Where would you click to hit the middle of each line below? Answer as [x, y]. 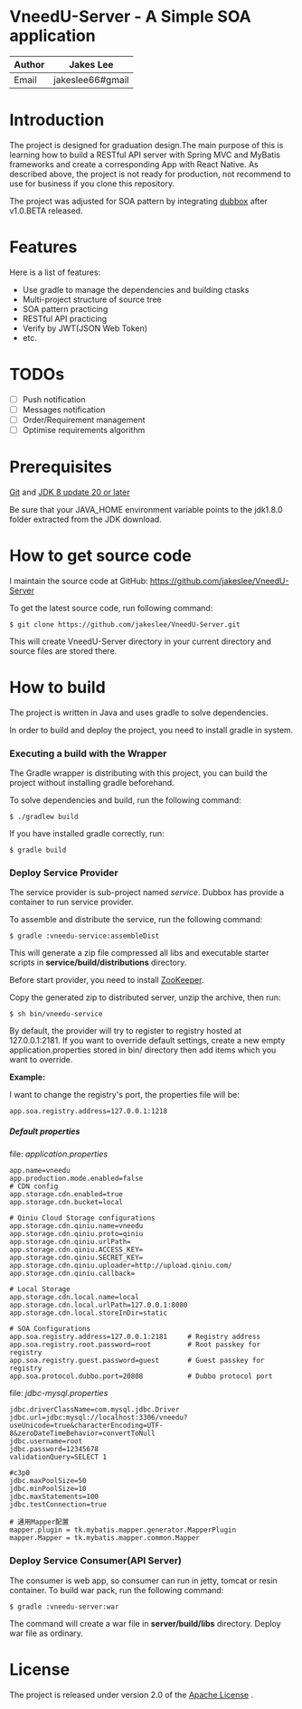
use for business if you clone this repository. [92, 184]
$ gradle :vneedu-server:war [64, 1607]
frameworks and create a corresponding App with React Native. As [134, 164]
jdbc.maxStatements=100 [54, 1497]
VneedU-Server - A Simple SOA [130, 17]
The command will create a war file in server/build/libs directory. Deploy [146, 1623]
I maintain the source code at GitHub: [79, 581]
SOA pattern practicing [65, 308]
